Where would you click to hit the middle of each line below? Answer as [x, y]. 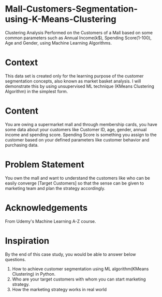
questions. [15, 259]
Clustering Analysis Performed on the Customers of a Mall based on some [79, 32]
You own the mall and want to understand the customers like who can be [78, 178]
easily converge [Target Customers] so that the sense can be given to [74, 183]
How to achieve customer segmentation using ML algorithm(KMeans [80, 269]
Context [22, 63]
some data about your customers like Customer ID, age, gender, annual [76, 129]
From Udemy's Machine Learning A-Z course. [51, 221]
